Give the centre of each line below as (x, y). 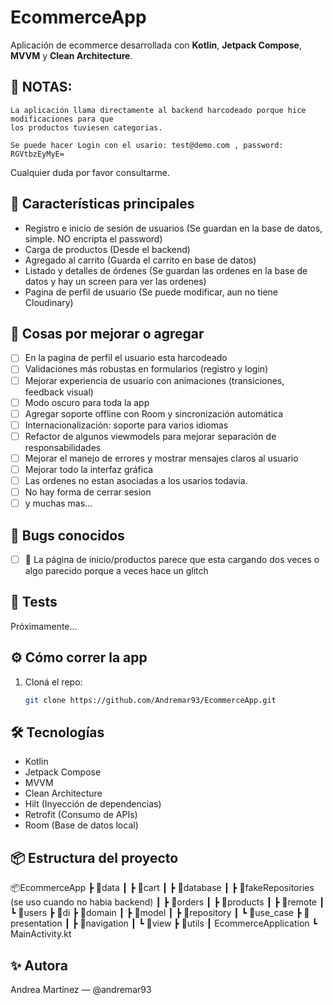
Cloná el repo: (53, 682)
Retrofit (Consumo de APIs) (81, 815)
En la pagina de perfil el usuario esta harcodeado (126, 358)
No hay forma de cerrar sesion (88, 492)
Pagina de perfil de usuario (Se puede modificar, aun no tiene (151, 292)
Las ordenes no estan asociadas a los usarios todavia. (136, 480)
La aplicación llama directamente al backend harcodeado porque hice (158, 110)
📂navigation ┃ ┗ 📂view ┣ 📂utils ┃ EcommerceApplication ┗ (198, 923)
